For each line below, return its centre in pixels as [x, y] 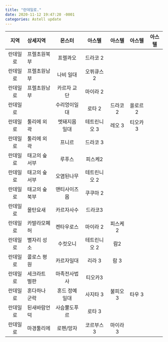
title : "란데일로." [23, 10]
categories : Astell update [33, 19]
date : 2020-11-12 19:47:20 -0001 [40, 15]
